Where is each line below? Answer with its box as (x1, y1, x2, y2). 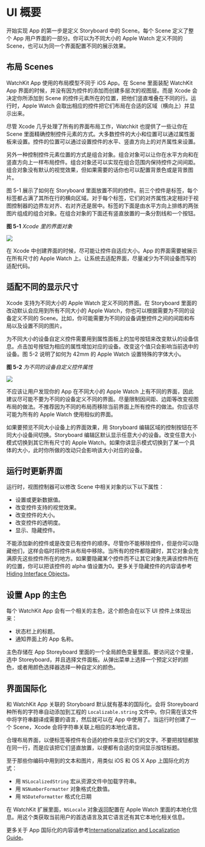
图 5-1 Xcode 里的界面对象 (6, 222, 73, 229)
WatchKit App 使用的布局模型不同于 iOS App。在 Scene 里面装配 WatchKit (6, 79, 193, 86)
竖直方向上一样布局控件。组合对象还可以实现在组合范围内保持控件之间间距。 (6, 158, 199, 165)
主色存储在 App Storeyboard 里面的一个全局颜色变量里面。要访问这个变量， (6, 648, 196, 656)
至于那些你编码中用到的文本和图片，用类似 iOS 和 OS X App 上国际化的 (6, 757, 185, 764)
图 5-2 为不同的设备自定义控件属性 (6, 363, 93, 370)
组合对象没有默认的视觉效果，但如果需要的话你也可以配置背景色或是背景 (6, 166, 188, 173)
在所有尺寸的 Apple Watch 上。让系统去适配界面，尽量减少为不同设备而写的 (6, 254, 196, 262)
